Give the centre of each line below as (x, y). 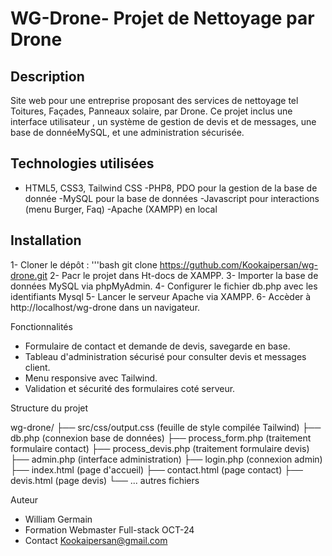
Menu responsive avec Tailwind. (91, 378)
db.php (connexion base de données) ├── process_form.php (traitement (161, 438)
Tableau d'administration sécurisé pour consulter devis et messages (165, 356)
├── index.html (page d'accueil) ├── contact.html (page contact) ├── (157, 469)
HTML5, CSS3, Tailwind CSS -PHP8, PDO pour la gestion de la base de (171, 188)
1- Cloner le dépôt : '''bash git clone (84, 264)
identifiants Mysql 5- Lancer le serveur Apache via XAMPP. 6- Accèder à (161, 296)
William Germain (58, 519)
